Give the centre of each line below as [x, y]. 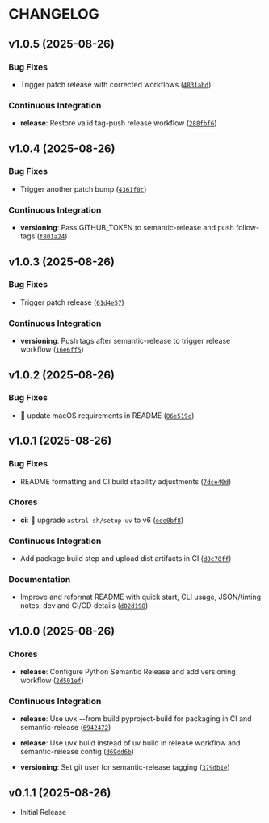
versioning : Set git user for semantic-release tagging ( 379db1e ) [125, 767]
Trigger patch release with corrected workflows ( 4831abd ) [116, 84]
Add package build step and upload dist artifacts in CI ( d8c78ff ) [126, 559]
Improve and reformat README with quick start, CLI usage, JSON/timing [140, 597]
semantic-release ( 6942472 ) [65, 728]
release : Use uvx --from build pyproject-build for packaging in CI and [136, 719]
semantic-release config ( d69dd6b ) [77, 752]
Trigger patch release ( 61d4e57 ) [72, 302]
